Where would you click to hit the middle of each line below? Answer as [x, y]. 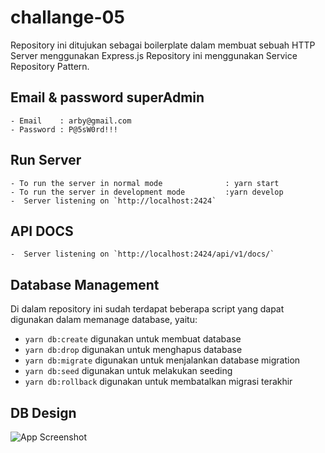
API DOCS [42, 231]
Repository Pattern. [50, 66]
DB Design [43, 412]
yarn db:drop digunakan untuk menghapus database [133, 350]
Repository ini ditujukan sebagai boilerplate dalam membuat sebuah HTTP [163, 45]
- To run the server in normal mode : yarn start [145, 183]
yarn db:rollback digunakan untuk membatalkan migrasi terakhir [158, 382]
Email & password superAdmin [107, 97]
